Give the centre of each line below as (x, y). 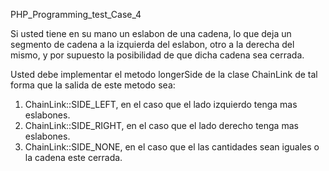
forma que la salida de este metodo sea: (93, 85)
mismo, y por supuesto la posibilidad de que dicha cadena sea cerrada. (157, 55)
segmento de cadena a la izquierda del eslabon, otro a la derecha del (152, 44)
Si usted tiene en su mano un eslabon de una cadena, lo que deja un (151, 33)
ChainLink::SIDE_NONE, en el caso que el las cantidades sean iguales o (172, 147)
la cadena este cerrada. (73, 157)
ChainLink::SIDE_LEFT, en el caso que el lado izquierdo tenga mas (161, 104)
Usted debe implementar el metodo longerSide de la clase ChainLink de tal (164, 74)
